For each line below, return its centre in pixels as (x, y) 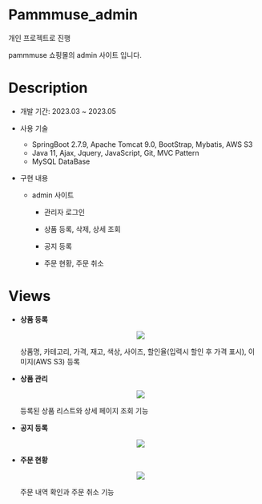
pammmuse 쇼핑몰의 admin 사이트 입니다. (75, 55)
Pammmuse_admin (73, 15)
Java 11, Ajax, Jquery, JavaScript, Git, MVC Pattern (115, 152)
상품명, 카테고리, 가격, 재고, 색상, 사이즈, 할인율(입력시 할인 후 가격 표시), (133, 352)
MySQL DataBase (61, 161)
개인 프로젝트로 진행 (39, 38)
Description (48, 88)
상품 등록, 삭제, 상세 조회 (83, 229)
